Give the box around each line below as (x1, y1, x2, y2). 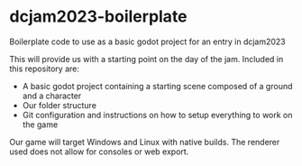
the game (22, 119, 59, 130)
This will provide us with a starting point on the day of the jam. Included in (9, 53, 284, 64)
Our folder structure (22, 99, 97, 110)
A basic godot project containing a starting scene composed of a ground (22, 80, 293, 91)
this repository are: (9, 63, 79, 74)
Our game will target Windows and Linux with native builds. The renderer (9, 136, 280, 147)
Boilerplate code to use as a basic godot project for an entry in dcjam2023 (9, 36, 286, 47)
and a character (22, 90, 82, 101)
